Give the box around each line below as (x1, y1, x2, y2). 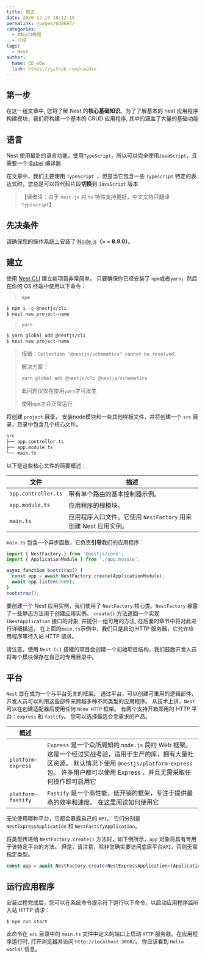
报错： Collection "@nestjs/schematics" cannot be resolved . (21, 350, 176, 357)
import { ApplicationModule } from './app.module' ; (6, 557, 140, 563)
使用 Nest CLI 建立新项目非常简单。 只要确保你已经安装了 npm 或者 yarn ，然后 (6, 274, 198, 282)
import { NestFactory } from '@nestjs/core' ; (6, 550, 124, 557)
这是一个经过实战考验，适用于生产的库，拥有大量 (47, 750, 188, 758)
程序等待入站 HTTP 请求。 (11, 632, 77, 640)
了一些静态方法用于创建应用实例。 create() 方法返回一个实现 (6, 609, 160, 617)
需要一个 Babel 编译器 (6, 159, 62, 167)
